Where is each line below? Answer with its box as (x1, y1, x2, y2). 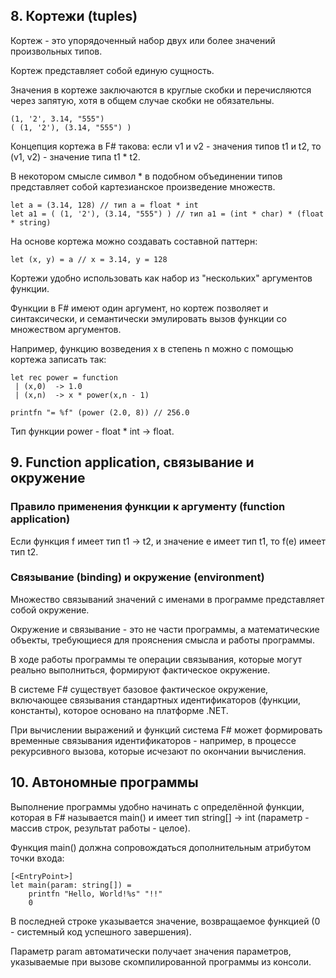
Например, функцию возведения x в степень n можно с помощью (10, 342, 294, 354)
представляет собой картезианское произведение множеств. (10, 180, 276, 193)
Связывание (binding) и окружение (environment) (10, 570, 265, 584)
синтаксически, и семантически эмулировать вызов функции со (10, 312, 287, 324)
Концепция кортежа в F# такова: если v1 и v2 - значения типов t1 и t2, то (10, 140, 322, 152)
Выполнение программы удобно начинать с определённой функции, (10, 800, 305, 813)
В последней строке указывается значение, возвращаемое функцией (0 (10, 915, 321, 927)
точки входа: (10, 852, 65, 864)
